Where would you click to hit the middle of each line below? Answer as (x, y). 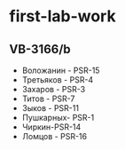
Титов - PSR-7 (48, 99)
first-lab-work (63, 16)
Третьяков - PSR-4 (58, 80)
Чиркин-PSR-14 (51, 127)
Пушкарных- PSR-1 (58, 118)
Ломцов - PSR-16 (54, 136)
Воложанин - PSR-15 (61, 70)
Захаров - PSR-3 (54, 89)
